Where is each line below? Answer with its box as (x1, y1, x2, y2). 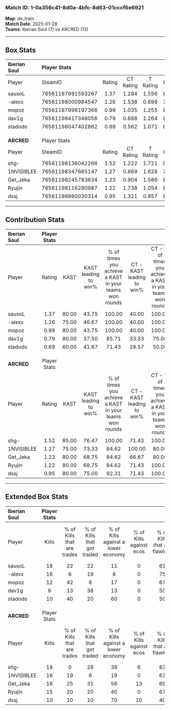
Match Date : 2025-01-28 (5, 21, 58, 27)
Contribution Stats (5, 215, 65, 224)
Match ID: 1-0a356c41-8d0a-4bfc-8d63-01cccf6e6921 (5, 4, 144, 11)
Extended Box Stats (5, 493, 68, 501)
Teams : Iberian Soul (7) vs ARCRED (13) (5, 26, 89, 32)
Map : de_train (5, 16, 34, 22)
